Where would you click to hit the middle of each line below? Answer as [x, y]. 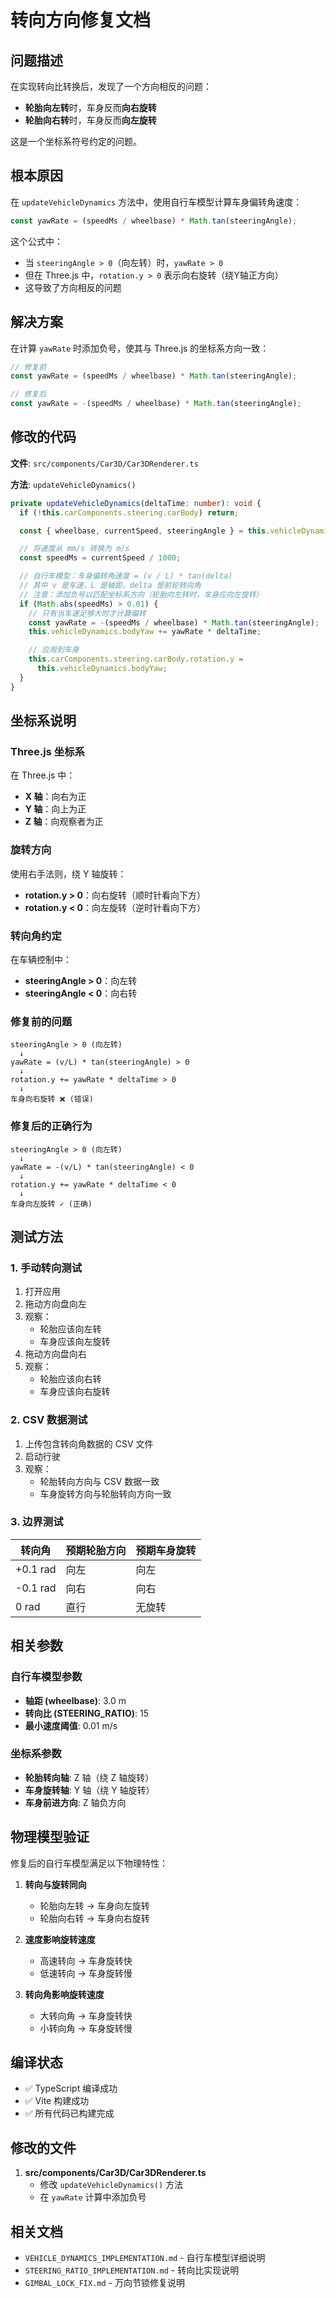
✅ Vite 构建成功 [57, 2101]
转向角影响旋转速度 [64, 1994]
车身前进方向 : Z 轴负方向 [75, 1802]
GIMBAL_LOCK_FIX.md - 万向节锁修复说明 [104, 2283]
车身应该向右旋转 [75, 1392]
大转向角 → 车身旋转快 [86, 2015]
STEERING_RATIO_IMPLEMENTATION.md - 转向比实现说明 [132, 2270]
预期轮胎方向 [96, 1550]
